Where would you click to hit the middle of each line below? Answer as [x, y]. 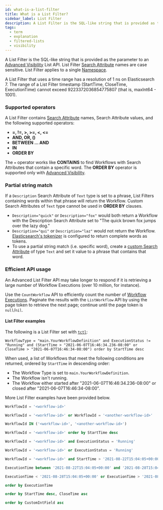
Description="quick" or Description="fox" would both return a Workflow [85, 215]
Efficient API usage [28, 269]
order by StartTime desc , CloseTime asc [47, 494]
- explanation [24, 37]
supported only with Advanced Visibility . [45, 172]
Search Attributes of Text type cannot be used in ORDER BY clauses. [74, 206]
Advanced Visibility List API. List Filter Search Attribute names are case [76, 65]
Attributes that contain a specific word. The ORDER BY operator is [71, 167]
